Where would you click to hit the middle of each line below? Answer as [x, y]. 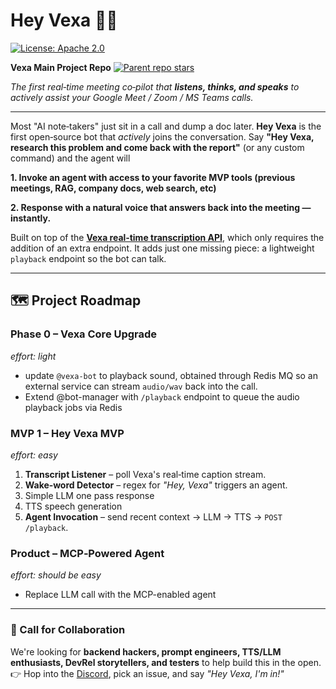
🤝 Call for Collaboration [68, 630]
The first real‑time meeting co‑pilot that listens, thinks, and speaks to [155, 86]
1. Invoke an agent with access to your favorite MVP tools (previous [153, 177]
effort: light [33, 356]
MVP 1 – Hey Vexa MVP [67, 433]
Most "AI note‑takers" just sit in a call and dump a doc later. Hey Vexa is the [166, 126]
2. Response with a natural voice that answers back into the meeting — [161, 207]
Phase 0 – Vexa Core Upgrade [84, 334]
